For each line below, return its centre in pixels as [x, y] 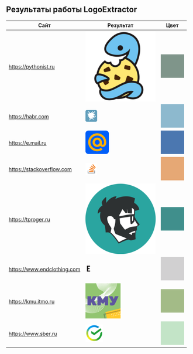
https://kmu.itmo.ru [32, 302]
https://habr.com [29, 116]
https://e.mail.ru [27, 143]
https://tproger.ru [30, 219]
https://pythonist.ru [32, 66]
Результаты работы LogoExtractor [72, 10]
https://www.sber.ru [33, 334]
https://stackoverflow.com [40, 169]
